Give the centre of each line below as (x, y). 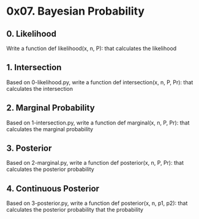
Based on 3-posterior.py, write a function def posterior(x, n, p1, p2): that (97, 203)
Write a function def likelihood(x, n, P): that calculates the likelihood (92, 48)
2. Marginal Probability (51, 108)
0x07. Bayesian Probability (76, 11)
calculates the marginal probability (50, 129)
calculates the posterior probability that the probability (75, 210)
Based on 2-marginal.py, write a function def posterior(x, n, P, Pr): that (95, 163)
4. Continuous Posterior (53, 188)
